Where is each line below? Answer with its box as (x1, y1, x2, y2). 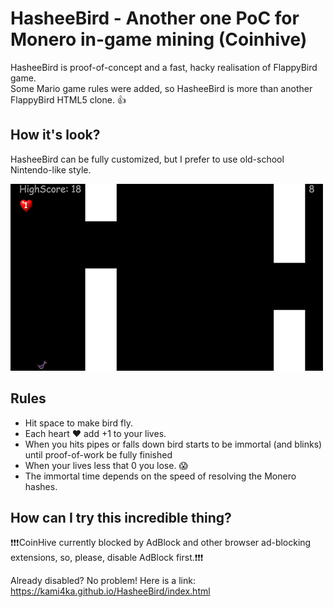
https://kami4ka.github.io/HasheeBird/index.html (10, 585, 211, 597)
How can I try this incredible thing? (10, 509, 232, 526)
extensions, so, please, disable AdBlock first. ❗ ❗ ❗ (10, 552, 204, 564)
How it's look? (10, 127, 101, 144)
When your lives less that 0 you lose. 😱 (24, 459, 188, 471)
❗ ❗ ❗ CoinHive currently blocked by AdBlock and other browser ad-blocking (10, 537, 312, 549)
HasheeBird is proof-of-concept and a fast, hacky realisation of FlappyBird (10, 61, 318, 73)
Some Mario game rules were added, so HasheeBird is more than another (10, 82, 313, 94)
